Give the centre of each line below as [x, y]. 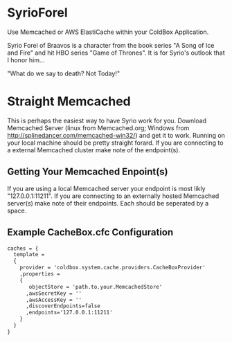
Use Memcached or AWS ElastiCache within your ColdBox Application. [108, 32]
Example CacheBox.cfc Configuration [90, 232]
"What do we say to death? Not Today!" [63, 73]
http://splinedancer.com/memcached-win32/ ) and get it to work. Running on [116, 135]
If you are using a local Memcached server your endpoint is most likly [106, 188]
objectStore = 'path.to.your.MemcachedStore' [96, 287]
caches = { [23, 248]
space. [17, 210]
